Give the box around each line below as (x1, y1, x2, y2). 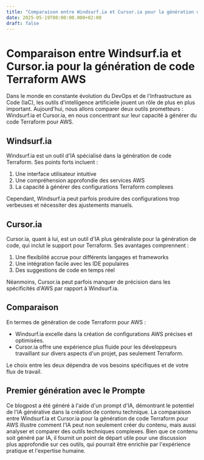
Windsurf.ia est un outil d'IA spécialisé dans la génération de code (6, 152, 172, 159)
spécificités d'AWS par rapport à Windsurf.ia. (6, 284, 119, 292)
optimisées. (15, 336, 44, 344)
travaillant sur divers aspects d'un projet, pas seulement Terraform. (15, 349, 184, 357)
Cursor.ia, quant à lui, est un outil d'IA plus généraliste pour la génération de (6, 235, 197, 242)
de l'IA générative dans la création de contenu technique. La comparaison (6, 408, 191, 416)
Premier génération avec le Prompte (6, 386, 146, 396)
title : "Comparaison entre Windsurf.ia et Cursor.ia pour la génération (6, 9, 194, 15)
